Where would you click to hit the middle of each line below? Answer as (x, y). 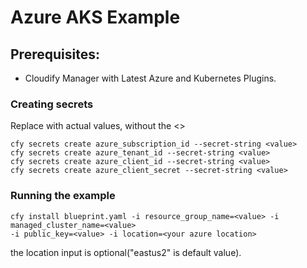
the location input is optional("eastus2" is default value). (126, 252)
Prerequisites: (55, 54)
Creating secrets (52, 104)
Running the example (63, 196)
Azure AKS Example (95, 17)
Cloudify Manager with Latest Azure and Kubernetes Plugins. (150, 78)
